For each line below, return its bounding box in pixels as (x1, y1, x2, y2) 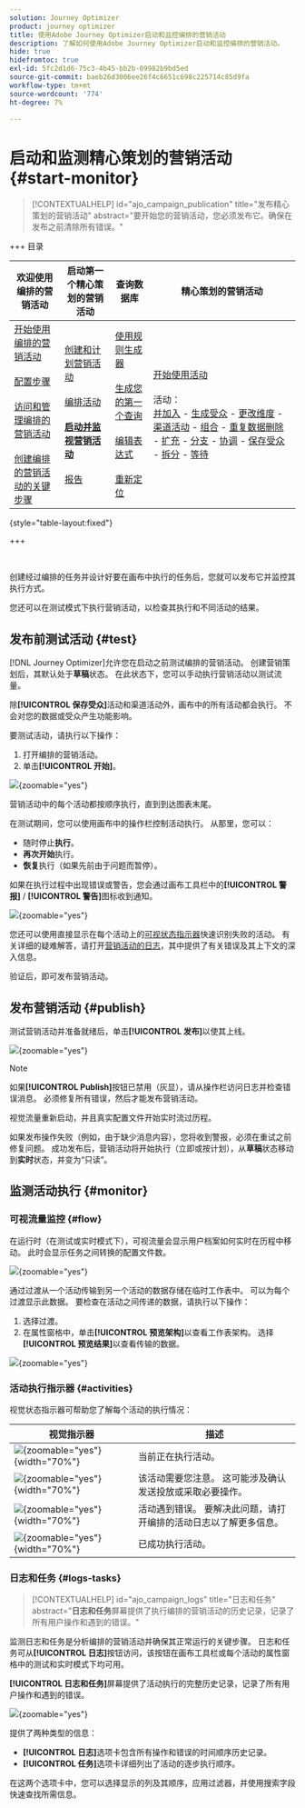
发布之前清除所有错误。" (31, 222, 124, 233)
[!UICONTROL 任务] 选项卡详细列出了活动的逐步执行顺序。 (22, 1758, 241, 1769)
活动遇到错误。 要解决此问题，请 (137, 1502, 277, 1514)
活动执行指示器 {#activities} (9, 1382, 133, 1394)
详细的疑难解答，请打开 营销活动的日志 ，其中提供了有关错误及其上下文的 (16, 940, 288, 951)
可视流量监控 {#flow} (9, 1213, 103, 1225)
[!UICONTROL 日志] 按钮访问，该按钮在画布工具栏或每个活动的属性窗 (33, 1647, 290, 1659)
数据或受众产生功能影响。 (40, 711, 137, 722)
